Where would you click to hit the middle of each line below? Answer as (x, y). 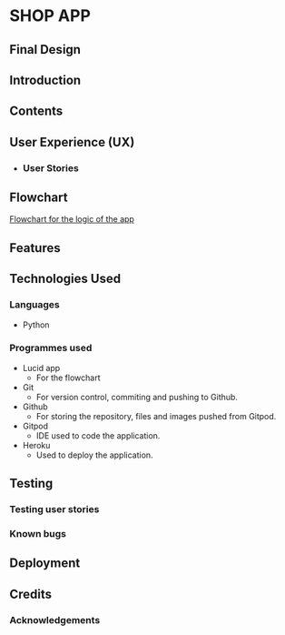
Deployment (45, 564)
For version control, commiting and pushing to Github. (137, 397)
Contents (36, 111)
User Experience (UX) (72, 142)
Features (35, 248)
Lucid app (41, 368)
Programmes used (51, 348)
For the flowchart (68, 378)
